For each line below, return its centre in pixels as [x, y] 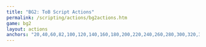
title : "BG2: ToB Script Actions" [51, 12]
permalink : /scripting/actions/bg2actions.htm [67, 18]
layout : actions [27, 29]
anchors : [17, 35]
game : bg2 [19, 23]
